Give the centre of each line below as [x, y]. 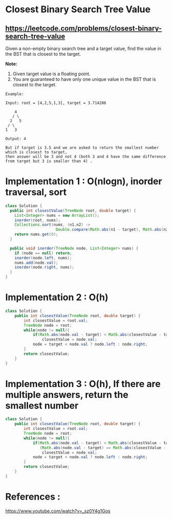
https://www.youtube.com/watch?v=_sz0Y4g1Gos [58, 511]
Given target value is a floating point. [51, 74]
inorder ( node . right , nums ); [44, 267]
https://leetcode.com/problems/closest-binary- [84, 28]
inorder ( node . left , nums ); [43, 258]
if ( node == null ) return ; [43, 253]
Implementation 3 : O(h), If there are [83, 384]
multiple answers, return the [67, 394]
